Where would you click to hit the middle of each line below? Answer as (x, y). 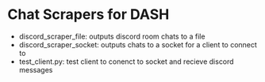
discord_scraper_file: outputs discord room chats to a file (112, 36)
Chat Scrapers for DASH (88, 15)
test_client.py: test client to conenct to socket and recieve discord (127, 61)
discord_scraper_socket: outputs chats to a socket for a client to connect (138, 44)
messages (36, 69)
